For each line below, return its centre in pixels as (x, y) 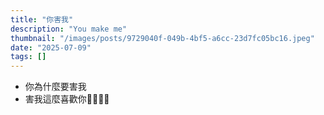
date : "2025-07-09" (51, 47)
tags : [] (28, 57)
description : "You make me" (69, 29)
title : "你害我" (42, 19)
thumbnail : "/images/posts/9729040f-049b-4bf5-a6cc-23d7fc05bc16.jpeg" (162, 38)
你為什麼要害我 (55, 87)
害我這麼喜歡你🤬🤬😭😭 (67, 99)
